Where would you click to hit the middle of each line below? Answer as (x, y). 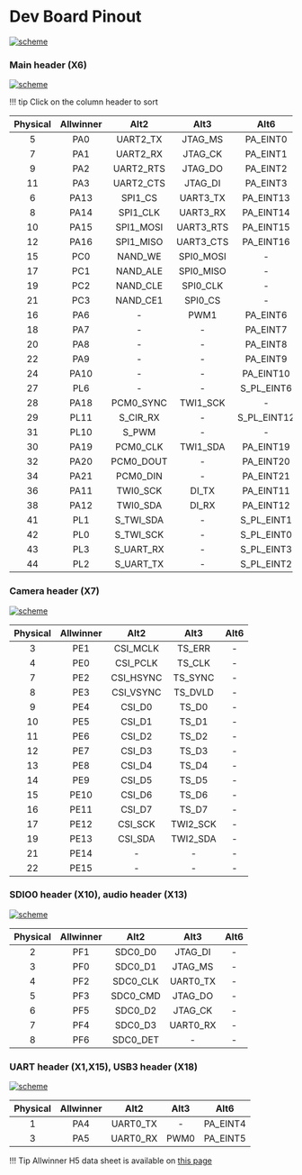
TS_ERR (194, 648)
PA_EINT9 (266, 360)
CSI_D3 (137, 751)
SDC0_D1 (136, 966)
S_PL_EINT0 (266, 535)
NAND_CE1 (139, 301)
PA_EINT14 (266, 213)
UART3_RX (203, 213)
